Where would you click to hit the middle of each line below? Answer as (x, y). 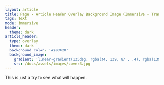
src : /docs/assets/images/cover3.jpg (52, 64)
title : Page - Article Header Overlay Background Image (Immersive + (77, 14)
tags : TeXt (16, 18)
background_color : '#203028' (39, 50)
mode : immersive (21, 23)
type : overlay (24, 41)
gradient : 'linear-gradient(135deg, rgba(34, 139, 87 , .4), (77, 59)
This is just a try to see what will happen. (46, 78)
